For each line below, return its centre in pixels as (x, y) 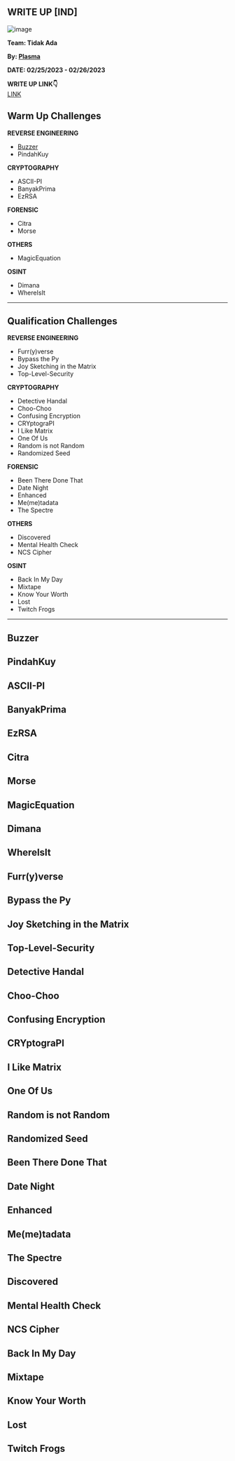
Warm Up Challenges (54, 116)
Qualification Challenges (62, 322)
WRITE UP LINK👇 (33, 83)
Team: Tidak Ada (33, 43)
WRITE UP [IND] (43, 12)
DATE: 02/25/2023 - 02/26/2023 (56, 69)
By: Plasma (24, 56)
